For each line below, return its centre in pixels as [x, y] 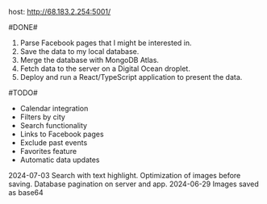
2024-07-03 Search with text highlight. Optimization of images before [125, 175]
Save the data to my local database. [79, 51]
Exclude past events [54, 143]
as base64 [26, 192]
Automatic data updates [60, 160]
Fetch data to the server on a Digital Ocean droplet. [105, 69]
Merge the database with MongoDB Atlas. [90, 60]
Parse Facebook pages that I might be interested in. [106, 43]
